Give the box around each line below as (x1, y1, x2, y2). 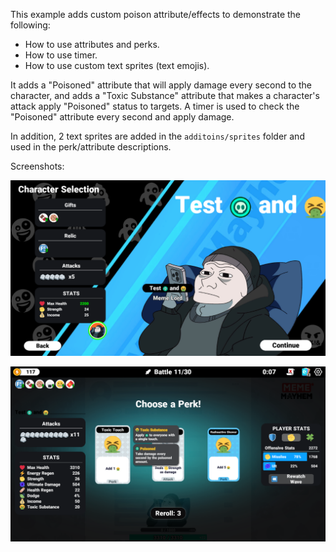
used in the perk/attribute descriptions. (10, 141, 172, 153)
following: (10, 19, 51, 31)
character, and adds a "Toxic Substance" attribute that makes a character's (10, 90, 320, 101)
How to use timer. (24, 49, 98, 61)
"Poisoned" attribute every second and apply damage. (10, 111, 235, 123)
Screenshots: (10, 160, 65, 172)
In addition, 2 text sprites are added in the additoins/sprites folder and (10, 130, 305, 142)
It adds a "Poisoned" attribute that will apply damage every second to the (10, 79, 313, 91)
